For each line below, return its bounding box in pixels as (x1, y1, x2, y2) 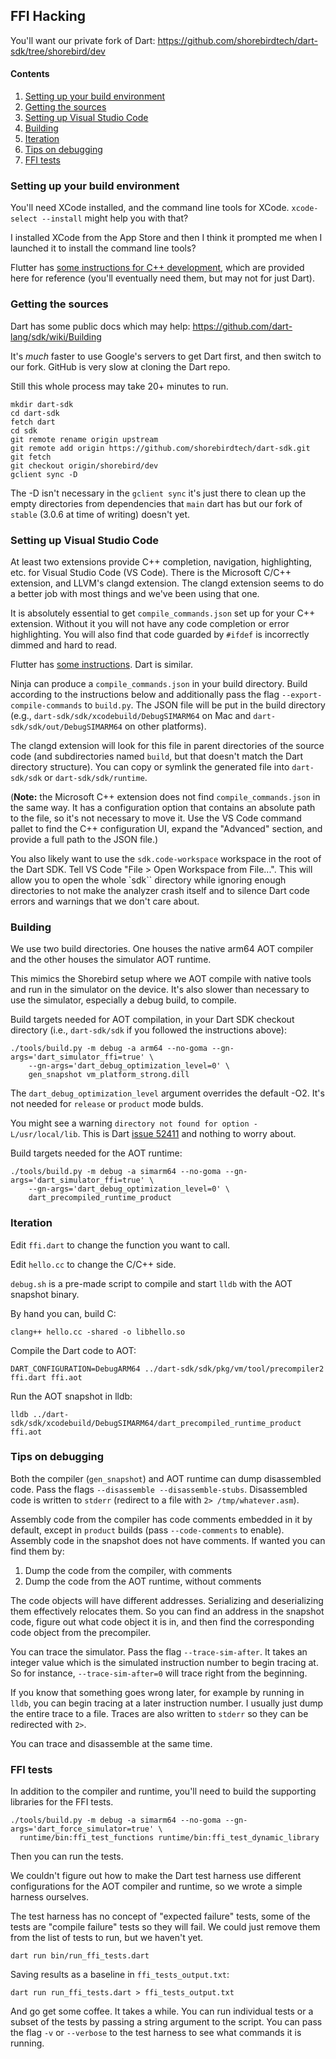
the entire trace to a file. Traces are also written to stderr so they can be (10, 1707, 309, 1719)
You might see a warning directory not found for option (10, 1117, 250, 1129)
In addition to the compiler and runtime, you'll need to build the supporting (10, 1785, 317, 1798)
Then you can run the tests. (10, 1850, 124, 1863)
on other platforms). (124, 720, 207, 732)
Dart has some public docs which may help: (10, 320, 191, 332)
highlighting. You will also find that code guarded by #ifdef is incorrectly (10, 628, 310, 640)
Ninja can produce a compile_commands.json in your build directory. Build (10, 677, 308, 689)
